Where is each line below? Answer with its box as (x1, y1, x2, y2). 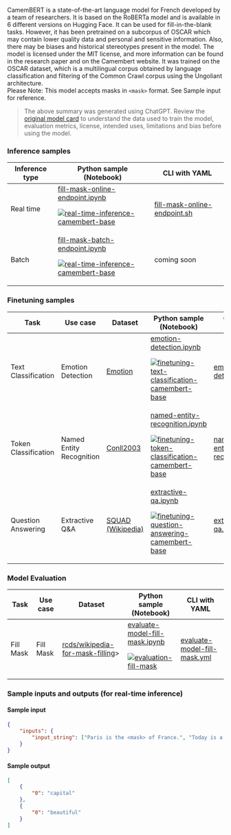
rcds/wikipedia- (61, 639, 115, 649)
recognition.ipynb (150, 419, 208, 428)
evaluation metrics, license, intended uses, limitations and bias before (23, 122, 222, 130)
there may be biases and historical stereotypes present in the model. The (7, 43, 214, 50)
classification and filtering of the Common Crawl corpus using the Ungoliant (7, 72, 222, 80)
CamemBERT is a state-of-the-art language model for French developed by (7, 6, 221, 14)
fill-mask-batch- (57, 235, 115, 245)
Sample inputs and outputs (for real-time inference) (7, 689, 184, 698)
